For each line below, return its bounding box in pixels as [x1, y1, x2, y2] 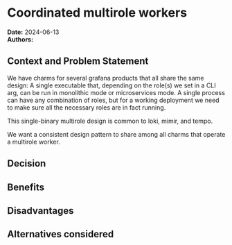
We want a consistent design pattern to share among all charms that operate [7, 130, 226, 138]
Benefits [7, 181, 45, 193]
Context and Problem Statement [7, 56, 149, 67]
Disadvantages [7, 205, 74, 217]
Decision [7, 158, 46, 169]
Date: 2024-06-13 [7, 28, 60, 36]
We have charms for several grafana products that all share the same [7, 74, 204, 82]
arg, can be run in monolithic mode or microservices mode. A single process [7, 88, 225, 96]
